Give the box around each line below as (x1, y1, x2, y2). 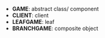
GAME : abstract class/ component (12, 6, 99, 12)
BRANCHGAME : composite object (12, 25, 99, 32)
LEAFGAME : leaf (12, 18, 55, 25)
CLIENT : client (12, 12, 49, 19)
